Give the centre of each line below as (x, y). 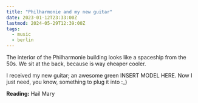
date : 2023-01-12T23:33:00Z (42, 18)
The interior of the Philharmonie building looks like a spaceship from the (96, 57)
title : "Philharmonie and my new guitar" (60, 12)
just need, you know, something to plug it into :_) (67, 82)
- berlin (23, 40)
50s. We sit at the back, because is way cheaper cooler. (76, 64)
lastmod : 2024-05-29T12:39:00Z (46, 23)
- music (22, 35)
